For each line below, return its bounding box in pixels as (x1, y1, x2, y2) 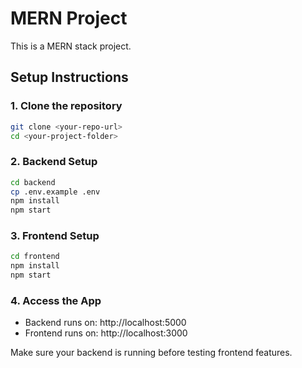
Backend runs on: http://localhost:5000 (24, 317, 187, 329)
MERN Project (10, 7, 128, 30)
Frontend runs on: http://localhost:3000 (24, 327, 188, 339)
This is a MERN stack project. (10, 40, 132, 52)
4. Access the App (10, 294, 102, 308)
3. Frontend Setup (10, 229, 100, 243)
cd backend (10, 177, 56, 187)
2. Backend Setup (10, 155, 98, 169)
